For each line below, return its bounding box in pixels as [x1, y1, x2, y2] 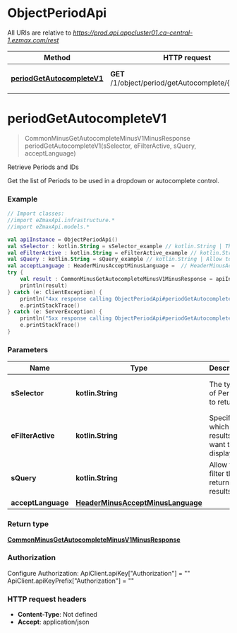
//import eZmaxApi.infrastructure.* [7, 217, 115, 224]
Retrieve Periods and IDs [7, 163, 79, 171]
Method [43, 52, 71, 62]
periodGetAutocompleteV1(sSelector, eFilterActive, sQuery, [24, 141, 197, 150]
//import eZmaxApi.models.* [7, 223, 90, 231]
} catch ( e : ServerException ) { [7, 308, 102, 315]
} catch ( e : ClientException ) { [7, 289, 102, 296]
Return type [7, 519, 49, 529]
